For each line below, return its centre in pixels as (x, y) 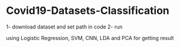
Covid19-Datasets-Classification (88, 11)
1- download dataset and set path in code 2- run (64, 27)
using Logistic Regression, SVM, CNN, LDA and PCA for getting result (90, 38)
